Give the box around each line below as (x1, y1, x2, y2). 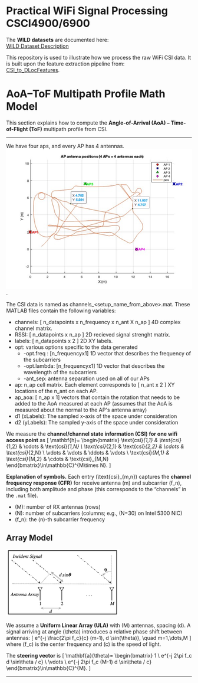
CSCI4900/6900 (6, 17, 90, 30)
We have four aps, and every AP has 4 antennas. (6, 142, 125, 149)
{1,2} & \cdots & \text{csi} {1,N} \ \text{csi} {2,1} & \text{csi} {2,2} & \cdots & (6, 443, 184, 450)
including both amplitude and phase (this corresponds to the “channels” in (6, 485, 187, 492)
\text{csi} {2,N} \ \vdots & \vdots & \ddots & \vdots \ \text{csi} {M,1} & (6, 449, 170, 456)
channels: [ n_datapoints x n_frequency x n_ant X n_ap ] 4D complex (14, 318, 181, 325)
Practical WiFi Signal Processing (6, 4, 169, 18)
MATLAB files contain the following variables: (6, 307, 116, 314)
